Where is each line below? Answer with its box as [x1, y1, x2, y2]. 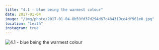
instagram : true [5, 26, 39, 31]
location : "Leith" [5, 21, 43, 26]
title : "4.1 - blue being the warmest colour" [5, 7, 103, 12]
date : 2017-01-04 [5, 12, 41, 17]
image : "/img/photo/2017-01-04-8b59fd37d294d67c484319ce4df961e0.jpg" [5, 16, 155, 21]
